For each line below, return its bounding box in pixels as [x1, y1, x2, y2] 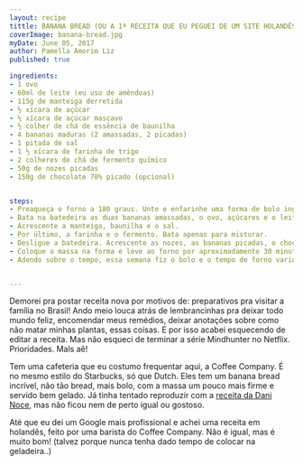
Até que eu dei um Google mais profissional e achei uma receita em [9, 417, 261, 428]
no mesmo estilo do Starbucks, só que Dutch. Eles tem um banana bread [9, 371, 280, 382]
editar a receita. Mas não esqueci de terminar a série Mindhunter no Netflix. [9, 334, 290, 345]
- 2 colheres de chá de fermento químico [9, 155, 168, 164]
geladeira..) [9, 446, 52, 457]
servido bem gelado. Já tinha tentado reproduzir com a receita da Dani [9, 390, 272, 401]
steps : [9, 196, 34, 206]
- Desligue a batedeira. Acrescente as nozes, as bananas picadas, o [9, 238, 277, 247]
